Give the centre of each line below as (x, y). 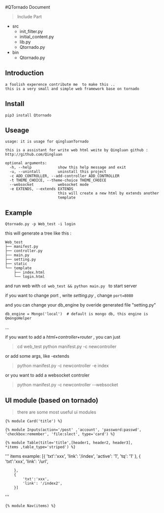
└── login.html (29, 277)
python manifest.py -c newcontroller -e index (63, 366)
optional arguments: (26, 163)
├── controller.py (24, 251)
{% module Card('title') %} (34, 421)
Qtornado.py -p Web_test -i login (41, 224)
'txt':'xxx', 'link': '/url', (27, 462)
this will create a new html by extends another (109, 193)
